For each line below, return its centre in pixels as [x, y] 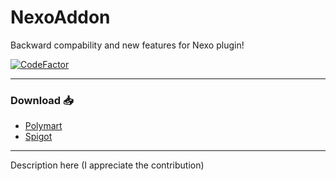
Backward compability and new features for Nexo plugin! [127, 45]
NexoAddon [60, 17]
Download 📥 [42, 100]
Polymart [43, 126]
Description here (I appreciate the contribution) [107, 165]
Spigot [38, 137]
